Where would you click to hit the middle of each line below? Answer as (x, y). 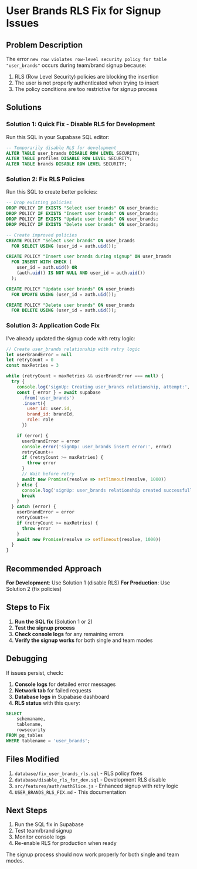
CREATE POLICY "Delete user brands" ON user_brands (70, 305)
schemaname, (31, 719)
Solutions (24, 108)
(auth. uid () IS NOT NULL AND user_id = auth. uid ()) (81, 273)
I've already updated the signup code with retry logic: (71, 338)
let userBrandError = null (39, 354)
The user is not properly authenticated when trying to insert (87, 83)
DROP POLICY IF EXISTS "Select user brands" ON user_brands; (82, 208)
